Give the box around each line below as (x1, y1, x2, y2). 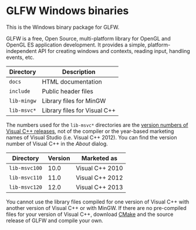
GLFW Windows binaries (6, 4, 129, 18)
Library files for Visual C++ (42, 106, 116, 114)
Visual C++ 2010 (76, 164, 123, 172)
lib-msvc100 (9, 165, 43, 171)
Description (62, 68, 96, 76)
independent (6, 47, 37, 54)
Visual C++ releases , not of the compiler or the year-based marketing (6, 128, 174, 135)
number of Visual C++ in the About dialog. (6, 140, 109, 147)
